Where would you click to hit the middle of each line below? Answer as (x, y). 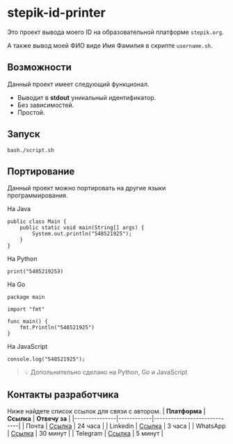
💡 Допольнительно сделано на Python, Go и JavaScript (106, 372)
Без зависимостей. (46, 105)
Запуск (24, 134)
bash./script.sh (31, 150)
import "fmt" (26, 310)
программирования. (38, 195)
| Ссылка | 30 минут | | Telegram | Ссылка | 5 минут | (85, 434)
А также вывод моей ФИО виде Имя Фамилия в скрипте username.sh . (110, 45)
